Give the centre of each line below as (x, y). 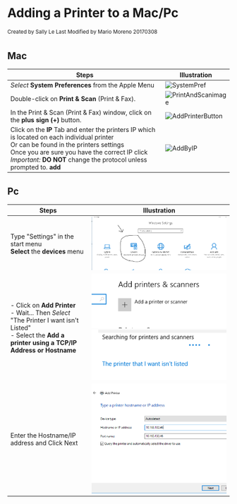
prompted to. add (36, 167)
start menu (26, 244)
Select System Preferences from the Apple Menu (83, 85)
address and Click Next (44, 443)
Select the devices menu (47, 251)
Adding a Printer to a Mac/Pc (93, 13)
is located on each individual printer (62, 137)
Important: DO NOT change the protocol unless (79, 160)
